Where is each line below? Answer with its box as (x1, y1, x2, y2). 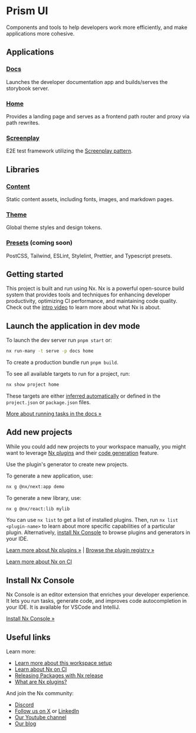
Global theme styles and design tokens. (6, 224, 102, 231)
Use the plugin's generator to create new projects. (6, 460, 129, 468)
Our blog (14, 720, 37, 727)
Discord (14, 701, 34, 708)
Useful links (6, 632, 51, 642)
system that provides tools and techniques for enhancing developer (6, 291, 171, 298)
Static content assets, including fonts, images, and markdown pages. (6, 195, 174, 202)
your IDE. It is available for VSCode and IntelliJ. (6, 603, 120, 611)
